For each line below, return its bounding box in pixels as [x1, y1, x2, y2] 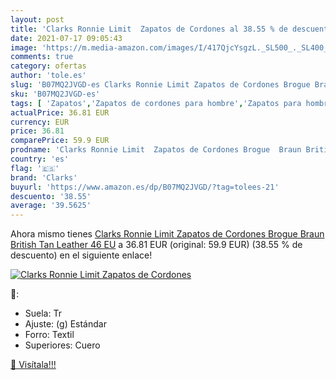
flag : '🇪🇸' [10, 163, 60, 173]
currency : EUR [10, 117, 70, 127]
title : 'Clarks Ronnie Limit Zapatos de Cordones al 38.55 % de [10, 24, 288, 34]
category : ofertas [10, 61, 87, 71]
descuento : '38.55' [10, 191, 92, 201]
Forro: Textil [24, 329, 75, 341]
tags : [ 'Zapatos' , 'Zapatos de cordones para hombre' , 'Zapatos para [10, 98, 302, 108]
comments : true [10, 52, 74, 62]
